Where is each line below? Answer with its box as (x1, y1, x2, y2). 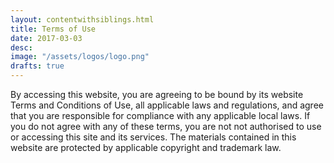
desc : (10, 42, 33, 53)
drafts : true (10, 61, 65, 71)
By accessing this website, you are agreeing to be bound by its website (10, 89, 304, 100)
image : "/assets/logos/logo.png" (10, 52, 150, 62)
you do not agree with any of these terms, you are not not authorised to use (10, 121, 322, 132)
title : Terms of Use (10, 24, 97, 34)
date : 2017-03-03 (10, 33, 83, 43)
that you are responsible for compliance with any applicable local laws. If (10, 110, 311, 121)
